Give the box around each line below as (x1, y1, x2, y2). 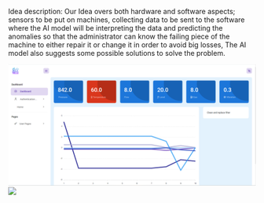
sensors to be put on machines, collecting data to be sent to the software (8, 15, 245, 24)
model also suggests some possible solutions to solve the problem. (8, 49, 225, 57)
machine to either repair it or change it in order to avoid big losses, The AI (8, 40, 247, 50)
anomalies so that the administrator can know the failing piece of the (8, 31, 230, 41)
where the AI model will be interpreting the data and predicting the (8, 24, 223, 32)
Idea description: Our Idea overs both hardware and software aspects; (8, 7, 236, 16)
